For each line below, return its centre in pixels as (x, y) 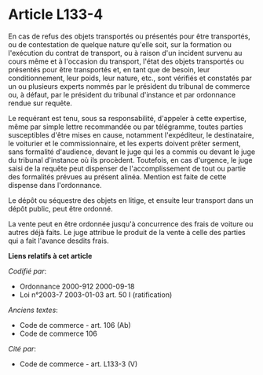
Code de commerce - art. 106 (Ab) (75, 325)
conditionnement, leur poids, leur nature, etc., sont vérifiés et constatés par (130, 78)
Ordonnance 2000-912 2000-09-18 (77, 286)
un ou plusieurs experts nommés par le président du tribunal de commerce (129, 86)
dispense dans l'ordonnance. (55, 185)
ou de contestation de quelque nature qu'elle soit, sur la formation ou (120, 44)
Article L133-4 (56, 15)
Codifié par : (27, 271)
